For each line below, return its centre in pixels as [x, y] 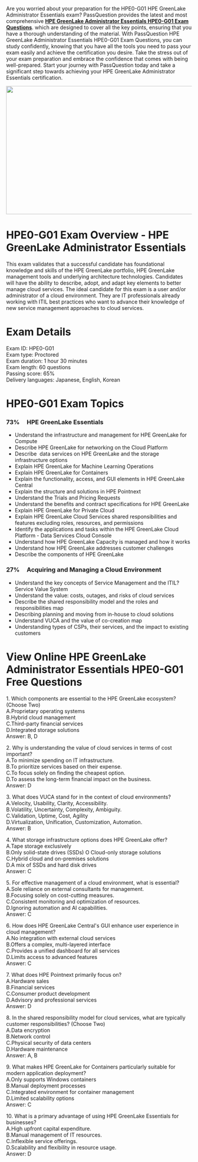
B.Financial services [30, 987]
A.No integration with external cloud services [61, 938]
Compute [26, 441]
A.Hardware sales [28, 981]
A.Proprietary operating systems [46, 711]
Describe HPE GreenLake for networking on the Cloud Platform [91, 448]
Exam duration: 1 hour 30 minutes [47, 361]
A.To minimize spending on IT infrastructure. [60, 760]
